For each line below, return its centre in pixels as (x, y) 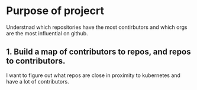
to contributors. (36, 61)
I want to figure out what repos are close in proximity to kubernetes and (93, 75)
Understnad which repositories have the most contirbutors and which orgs (97, 27)
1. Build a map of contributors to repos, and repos (98, 52)
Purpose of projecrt (55, 11)
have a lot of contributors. (38, 81)
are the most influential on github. (47, 33)
